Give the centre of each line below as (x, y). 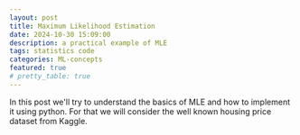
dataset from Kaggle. (48, 121)
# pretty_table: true (50, 76)
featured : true (38, 68)
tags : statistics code (52, 51)
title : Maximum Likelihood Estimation (82, 26)
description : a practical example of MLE (89, 43)
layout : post (34, 18)
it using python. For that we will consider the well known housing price (141, 111)
